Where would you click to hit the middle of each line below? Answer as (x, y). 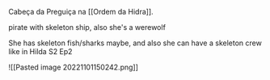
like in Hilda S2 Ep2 (40, 51)
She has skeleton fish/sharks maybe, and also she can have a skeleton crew (135, 43)
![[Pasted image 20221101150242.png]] (74, 67)
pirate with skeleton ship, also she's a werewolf (87, 27)
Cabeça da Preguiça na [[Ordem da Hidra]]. (81, 12)
